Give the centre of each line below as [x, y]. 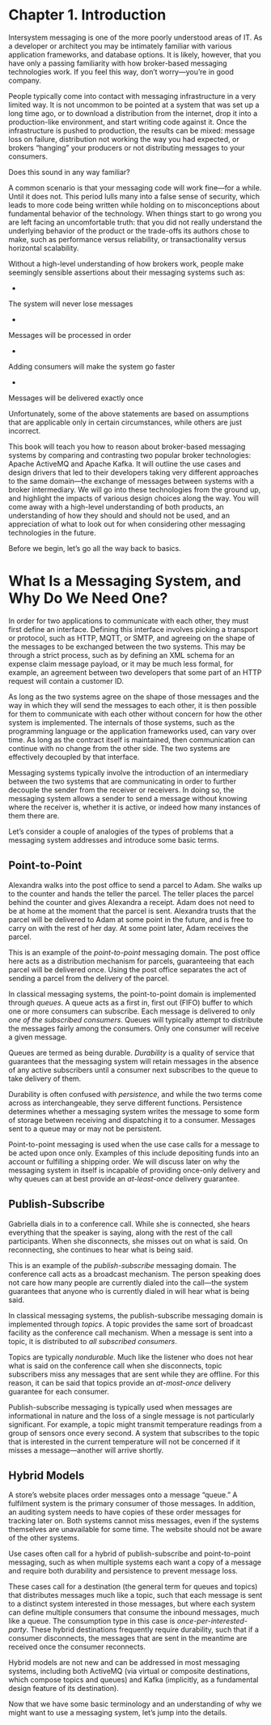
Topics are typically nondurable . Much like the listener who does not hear [131, 1357]
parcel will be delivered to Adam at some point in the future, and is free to [131, 919]
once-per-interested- [212, 1621]
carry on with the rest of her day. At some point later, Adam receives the [129, 928]
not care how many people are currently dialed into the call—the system [128, 1283]
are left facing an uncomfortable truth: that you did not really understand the [135, 222]
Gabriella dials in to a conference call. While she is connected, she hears [129, 1223]
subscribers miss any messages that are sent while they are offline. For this [134, 1374]
